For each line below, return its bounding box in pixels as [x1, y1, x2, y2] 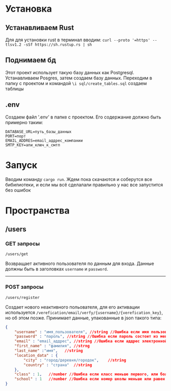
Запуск [5, 159, 38, 171]
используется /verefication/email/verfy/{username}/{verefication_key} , [5, 309, 163, 315]
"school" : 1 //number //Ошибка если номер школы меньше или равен [14, 377, 165, 382]
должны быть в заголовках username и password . [5, 266, 108, 272]
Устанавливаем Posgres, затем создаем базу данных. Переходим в [5, 75, 153, 81]
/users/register [5, 295, 40, 300]
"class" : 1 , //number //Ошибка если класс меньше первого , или [14, 372, 158, 377]
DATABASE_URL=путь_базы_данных [5, 129, 72, 134]
